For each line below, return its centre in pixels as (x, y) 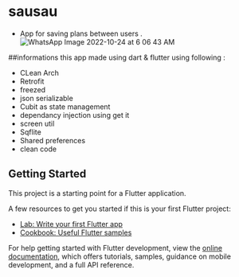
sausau (33, 12)
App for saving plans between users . (81, 33)
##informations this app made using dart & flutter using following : (117, 57)
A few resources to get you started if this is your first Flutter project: (119, 209)
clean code (38, 149)
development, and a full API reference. (71, 264)
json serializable (46, 98)
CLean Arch (39, 72)
